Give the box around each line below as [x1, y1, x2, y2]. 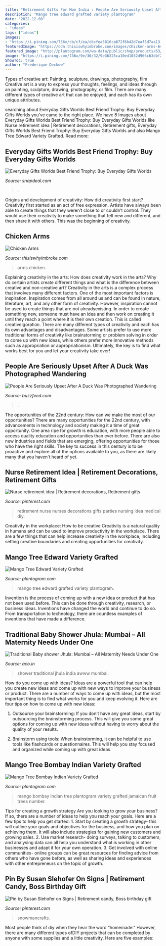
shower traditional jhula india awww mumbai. [17, 670, 109, 676]
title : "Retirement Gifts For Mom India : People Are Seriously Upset [5, 7, 154, 12]
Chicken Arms [5, 232, 50, 240]
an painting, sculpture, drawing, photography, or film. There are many [5, 87, 147, 93]
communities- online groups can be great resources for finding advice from [5, 850, 159, 856]
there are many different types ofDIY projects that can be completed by [5, 930, 151, 936]
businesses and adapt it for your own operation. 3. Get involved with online [5, 845, 158, 851]
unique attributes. [5, 97, 41, 103]
